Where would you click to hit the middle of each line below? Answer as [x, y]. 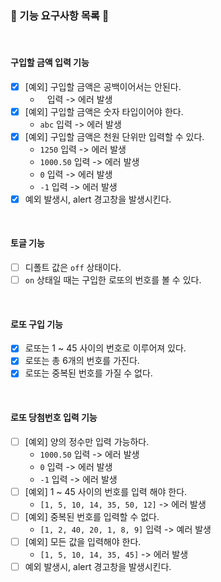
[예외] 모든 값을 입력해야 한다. [83, 541]
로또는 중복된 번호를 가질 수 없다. [88, 373]
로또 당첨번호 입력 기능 [54, 418]
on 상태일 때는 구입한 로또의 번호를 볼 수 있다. [113, 280]
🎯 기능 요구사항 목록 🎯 [60, 15]
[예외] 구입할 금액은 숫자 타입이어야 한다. [104, 111]
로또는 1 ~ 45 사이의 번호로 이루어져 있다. [105, 348]
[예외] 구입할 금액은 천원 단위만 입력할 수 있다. [114, 136]
